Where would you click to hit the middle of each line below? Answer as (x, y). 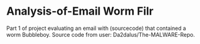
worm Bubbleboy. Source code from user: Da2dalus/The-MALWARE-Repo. (101, 34)
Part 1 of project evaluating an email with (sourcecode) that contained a (96, 28)
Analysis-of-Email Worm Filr (80, 11)
